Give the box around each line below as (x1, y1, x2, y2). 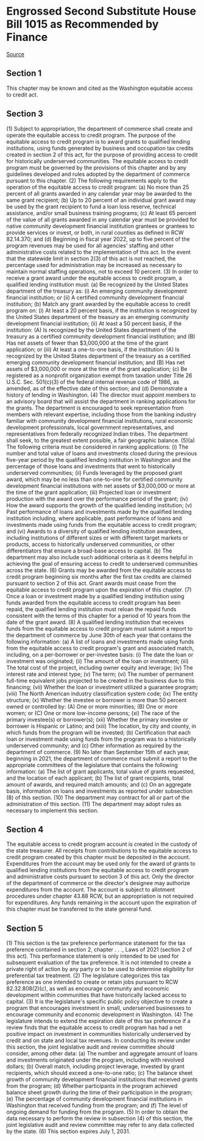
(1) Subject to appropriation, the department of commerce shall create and (6, 125, 193, 132)
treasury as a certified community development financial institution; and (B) (6, 332, 196, 340)
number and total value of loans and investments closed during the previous (6, 449, 197, 457)
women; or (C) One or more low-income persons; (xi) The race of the (6, 709, 180, 716)
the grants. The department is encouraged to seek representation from (6, 404, 184, 411)
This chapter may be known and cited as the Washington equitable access (6, 84, 193, 92)
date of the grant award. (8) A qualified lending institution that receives (6, 618, 185, 626)
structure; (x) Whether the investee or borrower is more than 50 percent (6, 696, 187, 703)
